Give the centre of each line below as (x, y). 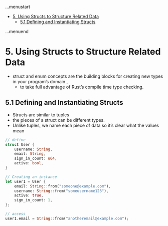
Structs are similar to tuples (41, 115)
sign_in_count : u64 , (36, 159)
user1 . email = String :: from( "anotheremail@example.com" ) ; (67, 218)
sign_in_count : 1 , (33, 200)
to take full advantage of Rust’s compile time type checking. (82, 87)
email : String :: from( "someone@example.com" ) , (63, 186)
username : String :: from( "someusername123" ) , (61, 191)
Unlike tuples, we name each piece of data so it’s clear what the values (86, 125)
